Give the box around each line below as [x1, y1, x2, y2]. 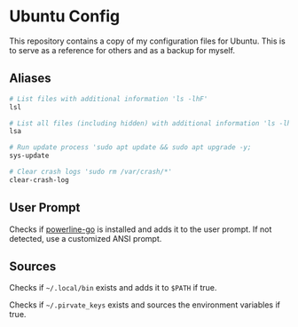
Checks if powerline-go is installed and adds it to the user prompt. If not [9, 224, 272, 235]
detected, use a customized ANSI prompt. [9, 233, 162, 243]
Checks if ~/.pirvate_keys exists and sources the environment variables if [9, 299, 281, 310]
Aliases [9, 71, 51, 86]
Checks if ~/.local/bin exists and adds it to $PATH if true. [9, 283, 217, 293]
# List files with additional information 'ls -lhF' [9, 94, 208, 103]
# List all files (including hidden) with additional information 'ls [9, 118, 276, 128]
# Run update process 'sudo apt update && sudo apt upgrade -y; [9, 143, 252, 152]
